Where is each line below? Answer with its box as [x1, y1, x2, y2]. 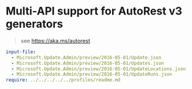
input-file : [5, 48, 36, 55]
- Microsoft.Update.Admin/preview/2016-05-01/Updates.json [11, 60, 165, 66]
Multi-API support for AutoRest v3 [5, 4, 182, 18]
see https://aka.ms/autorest [20, 37, 91, 44]
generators [5, 17, 63, 31]
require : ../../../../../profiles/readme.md [5, 77, 121, 83]
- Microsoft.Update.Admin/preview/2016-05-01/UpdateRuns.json [11, 71, 172, 77]
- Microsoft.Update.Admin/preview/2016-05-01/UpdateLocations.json [11, 65, 187, 72]
